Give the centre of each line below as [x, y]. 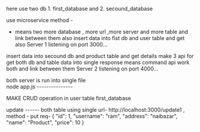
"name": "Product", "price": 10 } [45, 122]
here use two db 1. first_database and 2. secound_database [80, 9]
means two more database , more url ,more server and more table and [101, 32]
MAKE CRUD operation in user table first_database [69, 98]
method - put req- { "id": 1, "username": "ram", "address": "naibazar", [92, 116]
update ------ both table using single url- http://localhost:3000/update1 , [96, 110]
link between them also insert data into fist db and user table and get [100, 38]
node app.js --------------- [40, 87]
